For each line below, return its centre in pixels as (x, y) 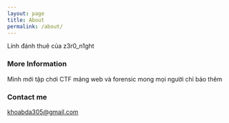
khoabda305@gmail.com (43, 112)
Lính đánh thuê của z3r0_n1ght (51, 46)
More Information (37, 64)
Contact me (27, 97)
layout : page (26, 13)
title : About (26, 20)
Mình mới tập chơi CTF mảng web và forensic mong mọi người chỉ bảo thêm (115, 79)
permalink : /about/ (35, 26)
